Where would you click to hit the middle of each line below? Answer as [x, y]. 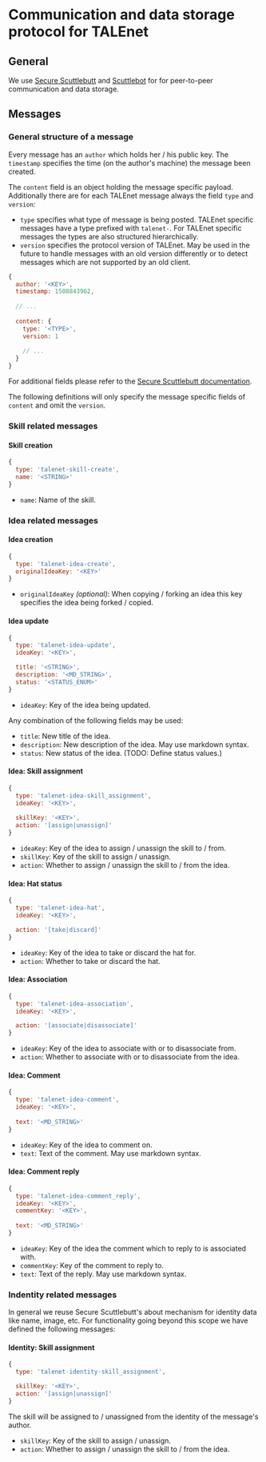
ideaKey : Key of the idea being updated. [85, 705]
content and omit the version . [57, 405]
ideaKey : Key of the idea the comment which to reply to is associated [133, 1248]
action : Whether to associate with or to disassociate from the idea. [129, 1057]
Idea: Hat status [35, 883]
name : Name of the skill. [58, 500]
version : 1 [41, 336]
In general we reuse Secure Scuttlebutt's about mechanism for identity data [133, 1312]
